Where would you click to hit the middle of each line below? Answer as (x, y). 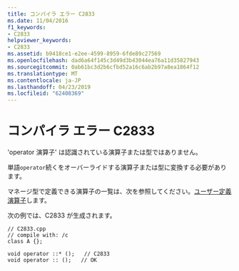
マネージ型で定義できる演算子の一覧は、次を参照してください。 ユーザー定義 (119, 191)
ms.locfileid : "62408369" (46, 93)
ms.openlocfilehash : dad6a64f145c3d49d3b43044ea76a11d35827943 (103, 61)
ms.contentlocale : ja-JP (44, 80)
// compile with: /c (38, 235)
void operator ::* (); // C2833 (59, 254)
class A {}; (25, 242)
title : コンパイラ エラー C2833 (51, 14)
